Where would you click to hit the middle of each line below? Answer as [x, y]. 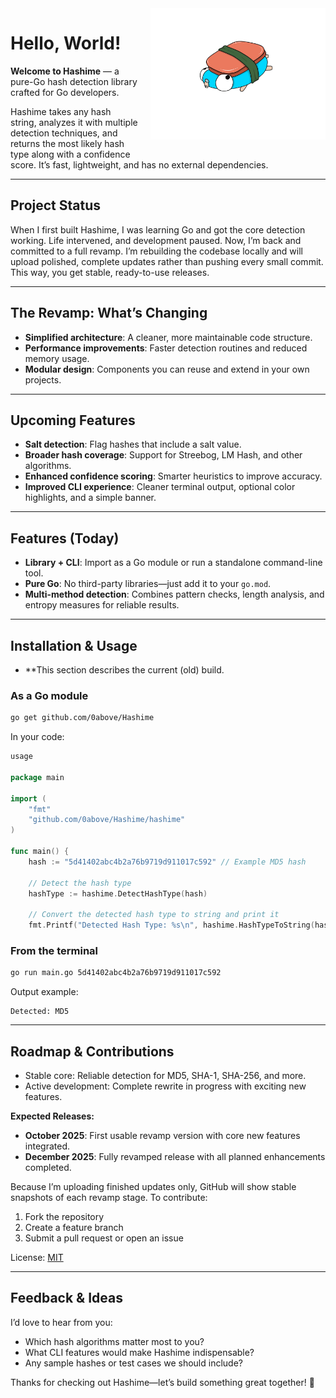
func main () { [40, 852]
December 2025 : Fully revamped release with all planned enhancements [175, 1157]
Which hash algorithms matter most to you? [114, 1341]
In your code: [37, 737]
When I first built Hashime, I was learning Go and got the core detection [158, 229]
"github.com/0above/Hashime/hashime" [107, 820]
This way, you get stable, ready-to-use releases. [110, 272]
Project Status [56, 205]
